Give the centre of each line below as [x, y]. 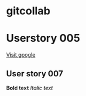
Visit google [21, 55]
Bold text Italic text [30, 88]
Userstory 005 [43, 38]
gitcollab [28, 11]
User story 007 [35, 74]
